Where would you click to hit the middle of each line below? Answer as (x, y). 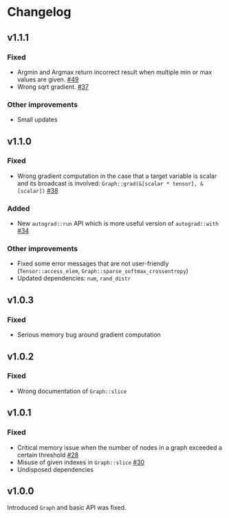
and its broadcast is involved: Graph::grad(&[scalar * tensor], (107, 183)
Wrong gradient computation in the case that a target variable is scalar (117, 176)
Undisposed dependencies (55, 469)
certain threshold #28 (48, 455)
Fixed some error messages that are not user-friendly (93, 263)
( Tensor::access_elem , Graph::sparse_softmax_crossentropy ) (103, 271)
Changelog (39, 12)
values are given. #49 (48, 79)
